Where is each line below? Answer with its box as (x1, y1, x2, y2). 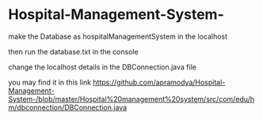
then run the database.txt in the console (8, 47, 139, 56)
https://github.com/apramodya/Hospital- (93, 77, 226, 87)
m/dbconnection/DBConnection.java (8, 103, 128, 112)
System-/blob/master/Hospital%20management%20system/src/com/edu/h (8, 94, 255, 103)
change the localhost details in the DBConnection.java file (8, 62, 196, 72)
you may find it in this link (8, 77, 92, 87)
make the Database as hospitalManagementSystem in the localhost (8, 32, 228, 41)
